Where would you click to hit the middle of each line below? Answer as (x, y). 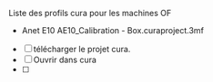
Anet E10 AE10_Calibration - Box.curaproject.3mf (112, 30)
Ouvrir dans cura (65, 59)
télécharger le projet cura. (82, 49)
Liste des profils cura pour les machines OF (90, 13)
